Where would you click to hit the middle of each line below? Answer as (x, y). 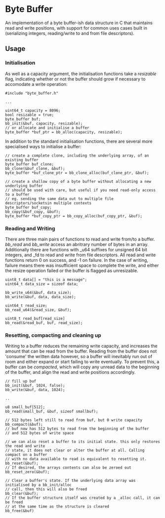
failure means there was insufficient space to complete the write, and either (82, 265)
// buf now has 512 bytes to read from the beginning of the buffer (77, 429)
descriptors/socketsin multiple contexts (48, 203)
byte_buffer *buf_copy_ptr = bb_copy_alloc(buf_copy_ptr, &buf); (74, 216)
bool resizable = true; (30, 115)
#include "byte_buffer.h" (32, 93)
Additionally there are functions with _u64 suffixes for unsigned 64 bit (76, 249)
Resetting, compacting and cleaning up (53, 335)
